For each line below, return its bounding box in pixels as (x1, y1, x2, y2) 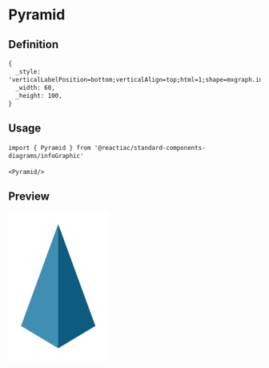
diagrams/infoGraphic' (8, 152, 84, 160)
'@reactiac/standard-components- (94, 144, 206, 152)
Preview (8, 190, 50, 204)
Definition (8, 38, 58, 51)
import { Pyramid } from (8, 144, 91, 152)
